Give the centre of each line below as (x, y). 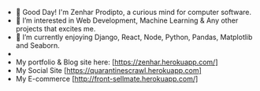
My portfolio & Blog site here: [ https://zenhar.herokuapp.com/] (117, 62)
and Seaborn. (38, 45)
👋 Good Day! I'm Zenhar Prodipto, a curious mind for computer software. (134, 12)
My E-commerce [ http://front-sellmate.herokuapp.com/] (107, 79)
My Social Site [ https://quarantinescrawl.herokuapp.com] (109, 70)
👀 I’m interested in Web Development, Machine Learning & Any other (127, 20)
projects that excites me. (56, 29)
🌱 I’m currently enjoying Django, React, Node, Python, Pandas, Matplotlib (134, 37)
